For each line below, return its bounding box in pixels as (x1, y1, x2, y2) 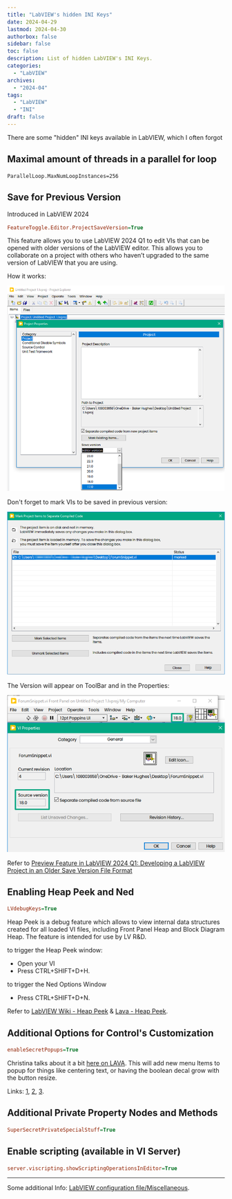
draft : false (7, 114, 45, 121)
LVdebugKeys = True (7, 905, 57, 912)
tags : (7, 91, 23, 98)
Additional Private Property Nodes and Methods (7, 1107, 218, 1119)
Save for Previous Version (7, 191, 122, 204)
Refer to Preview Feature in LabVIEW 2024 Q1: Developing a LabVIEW (7, 859, 205, 867)
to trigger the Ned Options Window (7, 980, 107, 988)
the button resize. (7, 1074, 57, 1082)
